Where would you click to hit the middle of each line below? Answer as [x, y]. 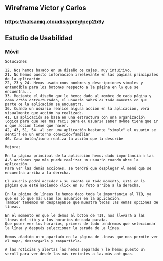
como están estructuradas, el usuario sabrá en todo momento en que [76, 100]
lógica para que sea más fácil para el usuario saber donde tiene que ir [82, 121]
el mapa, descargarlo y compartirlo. [43, 241]
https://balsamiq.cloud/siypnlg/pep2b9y [55, 22]
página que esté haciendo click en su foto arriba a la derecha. [73, 185]
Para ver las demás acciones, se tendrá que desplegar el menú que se [78, 168]
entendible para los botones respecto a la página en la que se [72, 87]
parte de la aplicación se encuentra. [44, 104]
